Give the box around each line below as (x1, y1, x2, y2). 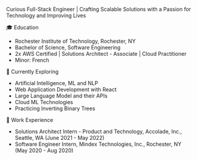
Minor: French (14, 57, 49, 64)
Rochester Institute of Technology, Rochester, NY (14, 37, 136, 45)
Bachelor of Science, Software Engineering (14, 44, 121, 51)
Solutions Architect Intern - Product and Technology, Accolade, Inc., (14, 128, 183, 135)
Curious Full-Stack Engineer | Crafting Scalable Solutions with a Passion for (6, 6, 192, 12)
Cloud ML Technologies (14, 99, 73, 105)
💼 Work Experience (6, 117, 54, 123)
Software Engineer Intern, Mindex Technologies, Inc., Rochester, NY (14, 140, 182, 148)
